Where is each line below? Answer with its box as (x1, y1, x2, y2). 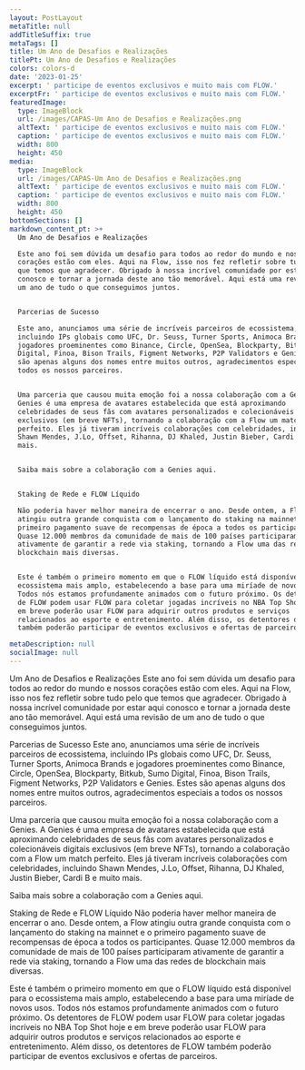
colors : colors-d (9, 64, 75, 74)
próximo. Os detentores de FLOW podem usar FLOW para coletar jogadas (9, 1012, 286, 1023)
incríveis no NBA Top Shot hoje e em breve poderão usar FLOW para (9, 1021, 266, 1032)
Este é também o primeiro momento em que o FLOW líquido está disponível (9, 983, 292, 994)
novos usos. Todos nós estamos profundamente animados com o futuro (9, 1002, 279, 1013)
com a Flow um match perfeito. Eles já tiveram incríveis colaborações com (9, 853, 288, 864)
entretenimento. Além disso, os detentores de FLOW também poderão (9, 1041, 272, 1052)
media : (9, 156, 34, 166)
